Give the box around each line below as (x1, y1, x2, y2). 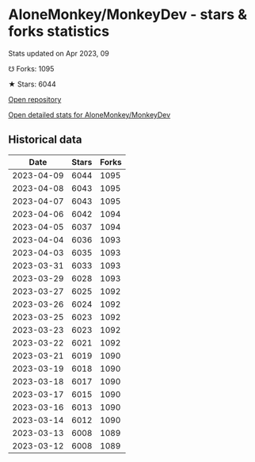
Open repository (8, 94, 62, 104)
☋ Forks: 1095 (8, 63, 55, 73)
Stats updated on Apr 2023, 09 (8, 48, 109, 58)
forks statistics (8, 22, 109, 40)
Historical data (8, 133, 82, 147)
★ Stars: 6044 (8, 79, 57, 89)
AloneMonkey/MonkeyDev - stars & (8, 6, 248, 24)
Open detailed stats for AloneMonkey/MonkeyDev (8, 109, 171, 120)
